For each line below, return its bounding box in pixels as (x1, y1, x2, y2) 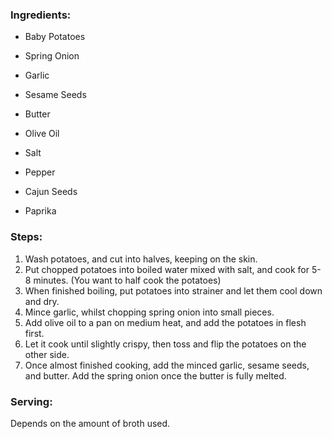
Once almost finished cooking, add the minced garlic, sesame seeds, (24, 359, 310, 371)
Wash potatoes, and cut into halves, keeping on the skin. (24, 253, 258, 265)
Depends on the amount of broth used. (10, 417, 171, 429)
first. (24, 327, 45, 339)
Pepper (24, 166, 56, 178)
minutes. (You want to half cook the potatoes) (33, 274, 222, 286)
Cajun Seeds (24, 186, 78, 198)
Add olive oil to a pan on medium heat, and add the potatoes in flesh (24, 316, 307, 328)
